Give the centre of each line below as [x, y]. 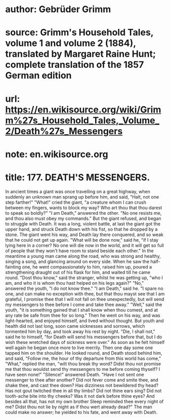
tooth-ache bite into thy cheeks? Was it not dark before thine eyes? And [80, 396]
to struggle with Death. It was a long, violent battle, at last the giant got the [83, 223]
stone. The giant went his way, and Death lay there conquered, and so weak [84, 235]
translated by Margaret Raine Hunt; [80, 54]
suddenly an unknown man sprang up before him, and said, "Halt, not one [82, 197]
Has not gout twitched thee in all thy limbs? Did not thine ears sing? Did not [83, 391]
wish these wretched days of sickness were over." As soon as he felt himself [85, 342]
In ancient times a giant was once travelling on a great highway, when [78, 192]
